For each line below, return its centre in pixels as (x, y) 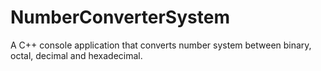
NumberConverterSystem (120, 17)
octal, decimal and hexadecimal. (76, 55)
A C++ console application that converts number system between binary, (161, 45)
